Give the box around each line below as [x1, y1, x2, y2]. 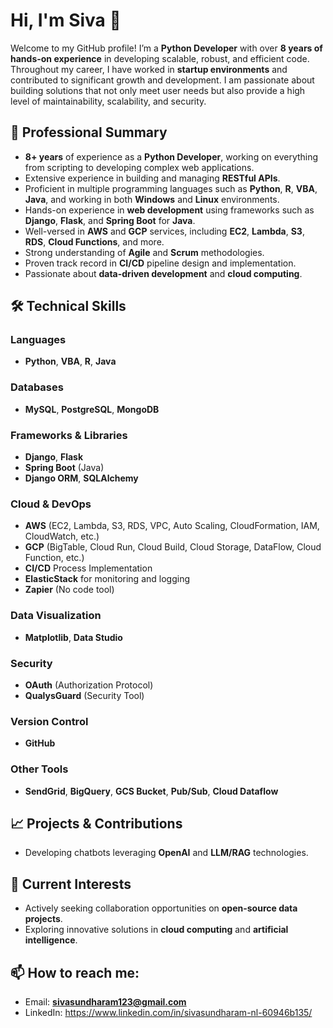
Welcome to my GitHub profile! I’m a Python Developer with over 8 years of [10, 42, 323, 54]
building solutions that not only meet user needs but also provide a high [10, 84, 306, 96]
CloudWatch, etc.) [24, 530, 100, 543]
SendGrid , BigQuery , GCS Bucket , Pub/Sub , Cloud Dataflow [24, 785, 279, 797]
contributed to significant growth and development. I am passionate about [10, 74, 315, 86]
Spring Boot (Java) [24, 462, 105, 474]
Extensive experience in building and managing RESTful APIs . [24, 172, 281, 184]
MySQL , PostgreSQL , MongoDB [24, 403, 160, 415]
